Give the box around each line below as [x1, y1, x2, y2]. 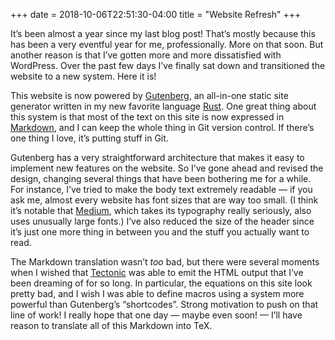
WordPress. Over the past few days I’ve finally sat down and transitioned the [10, 60, 326, 71]
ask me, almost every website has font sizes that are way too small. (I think [10, 194, 319, 206]
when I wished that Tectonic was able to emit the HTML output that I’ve [10, 267, 304, 278]
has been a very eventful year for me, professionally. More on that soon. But [10, 39, 324, 50]
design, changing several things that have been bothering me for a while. [10, 173, 312, 184]
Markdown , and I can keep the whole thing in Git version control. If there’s [10, 122, 315, 133]
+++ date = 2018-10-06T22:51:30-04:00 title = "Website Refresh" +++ [10, 9, 302, 20]
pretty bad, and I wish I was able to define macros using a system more [10, 288, 305, 299]
